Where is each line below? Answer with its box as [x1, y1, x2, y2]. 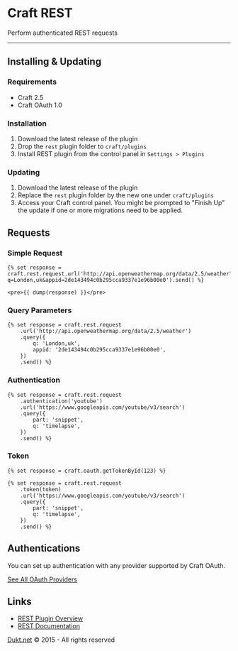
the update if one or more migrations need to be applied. [17, 206, 183, 214]
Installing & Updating [7, 55, 101, 68]
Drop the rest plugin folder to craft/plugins [17, 142, 147, 151]
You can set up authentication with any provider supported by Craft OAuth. [7, 561, 225, 569]
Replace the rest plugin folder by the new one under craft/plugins [17, 191, 215, 199]
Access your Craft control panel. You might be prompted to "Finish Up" [17, 199, 225, 207]
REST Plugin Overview [17, 614, 84, 623]
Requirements [7, 77, 57, 87]
